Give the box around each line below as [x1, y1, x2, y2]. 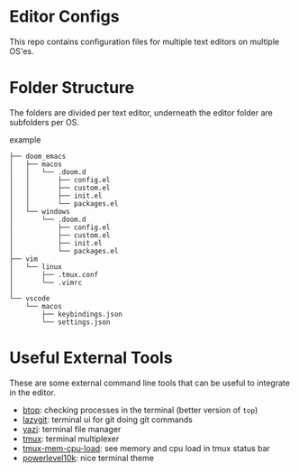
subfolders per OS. [9, 116, 79, 127]
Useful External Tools [9, 347, 173, 368]
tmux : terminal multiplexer [22, 433, 120, 444]
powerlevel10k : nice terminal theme [22, 452, 155, 463]
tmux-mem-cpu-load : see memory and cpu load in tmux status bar [22, 442, 270, 453]
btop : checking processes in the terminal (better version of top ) [22, 404, 258, 415]
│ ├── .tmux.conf [9, 270, 99, 279]
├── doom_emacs [9, 152, 67, 161]
